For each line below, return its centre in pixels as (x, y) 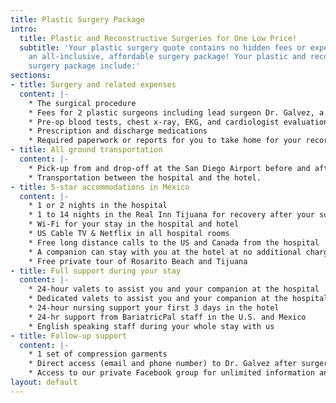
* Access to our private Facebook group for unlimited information (171, 373)
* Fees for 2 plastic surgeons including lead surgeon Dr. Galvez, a (176, 112)
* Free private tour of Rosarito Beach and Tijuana (138, 261)
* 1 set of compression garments (98, 354)
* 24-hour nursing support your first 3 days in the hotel (154, 308)
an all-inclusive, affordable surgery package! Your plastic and (167, 57)
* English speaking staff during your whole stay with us (151, 326)
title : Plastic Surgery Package (77, 19)
